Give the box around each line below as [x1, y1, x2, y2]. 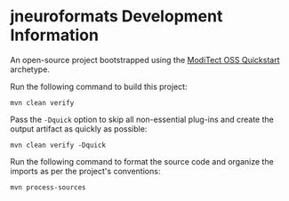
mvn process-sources [10, 182, 87, 192]
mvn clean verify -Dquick [10, 141, 106, 149]
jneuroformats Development [10, 6, 223, 27]
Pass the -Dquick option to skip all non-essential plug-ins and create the [10, 114, 274, 125]
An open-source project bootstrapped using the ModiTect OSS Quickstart [10, 54, 280, 65]
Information [10, 25, 99, 45]
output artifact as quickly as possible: [10, 123, 148, 134]
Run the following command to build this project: [10, 81, 188, 92]
